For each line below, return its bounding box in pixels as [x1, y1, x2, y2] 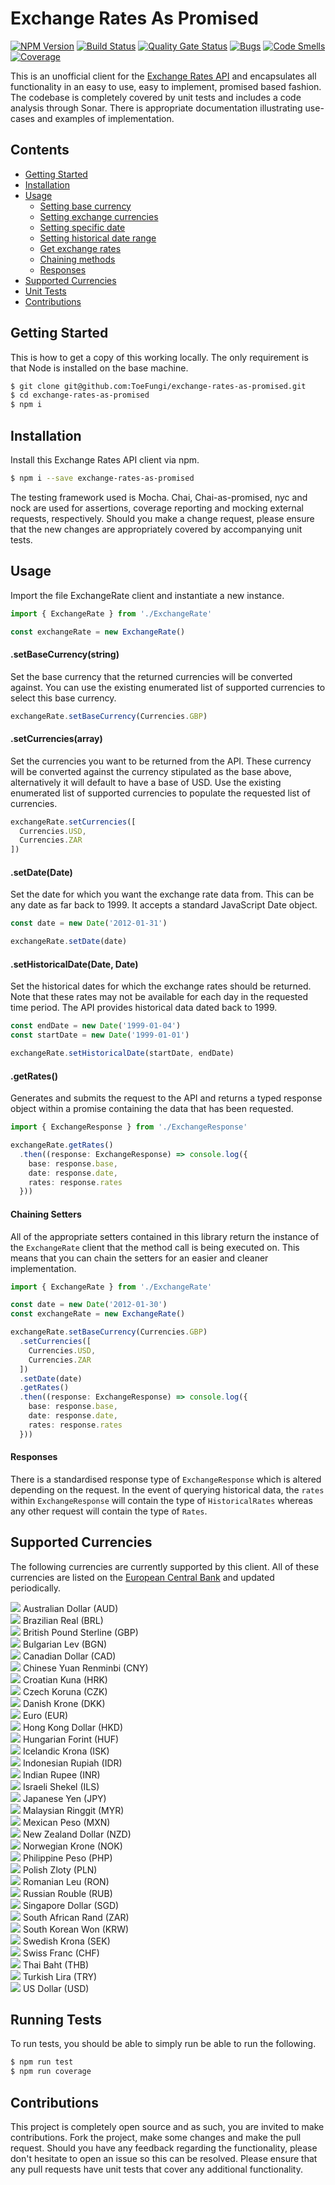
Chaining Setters [10, 1208, 82, 1220]
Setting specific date [39, 221, 126, 233]
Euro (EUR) [22, 1709, 69, 1721]
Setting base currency [39, 200, 132, 212]
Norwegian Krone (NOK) [22, 1840, 123, 1852]
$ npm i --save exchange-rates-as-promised [10, 473, 195, 483]
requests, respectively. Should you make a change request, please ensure [10, 512, 315, 524]
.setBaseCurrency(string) [10, 648, 120, 661]
